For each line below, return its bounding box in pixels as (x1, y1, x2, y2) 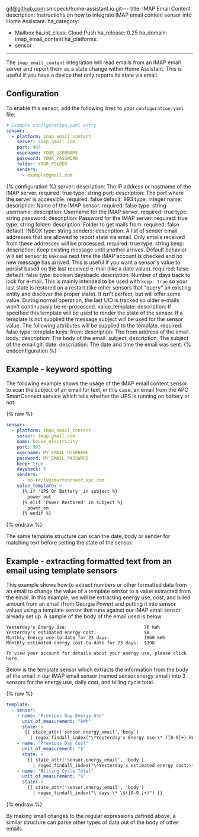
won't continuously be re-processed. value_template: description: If (6, 303, 172, 310)
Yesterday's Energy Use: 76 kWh (6, 624, 161, 631)
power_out (27, 493, 52, 500)
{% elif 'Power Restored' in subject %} (21, 499, 123, 505)
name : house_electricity (17, 439, 78, 445)
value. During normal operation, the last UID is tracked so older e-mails (6, 297, 179, 304)
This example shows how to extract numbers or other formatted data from (6, 581, 187, 589)
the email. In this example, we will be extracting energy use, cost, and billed (6, 594, 191, 601)
